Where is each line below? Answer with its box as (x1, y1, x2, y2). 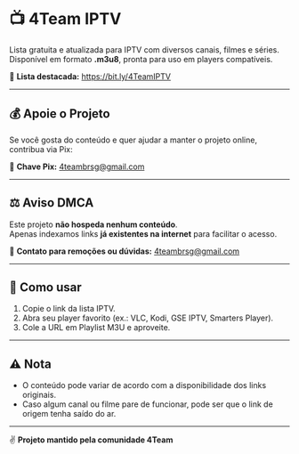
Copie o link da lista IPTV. (21, 304, 116, 314)
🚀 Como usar (9, 280, 82, 295)
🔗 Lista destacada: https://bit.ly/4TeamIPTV (9, 70, 172, 82)
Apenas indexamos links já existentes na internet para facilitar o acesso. (9, 228, 278, 239)
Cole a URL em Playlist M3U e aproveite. (21, 322, 171, 333)
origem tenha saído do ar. (21, 409, 117, 419)
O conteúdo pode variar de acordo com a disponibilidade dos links (21, 380, 267, 391)
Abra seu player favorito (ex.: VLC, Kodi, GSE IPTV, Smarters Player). (21, 312, 274, 323)
